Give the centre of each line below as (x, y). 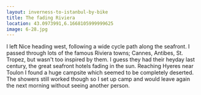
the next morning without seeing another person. (68, 86)
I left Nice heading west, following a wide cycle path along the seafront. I (98, 47)
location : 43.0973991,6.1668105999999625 (60, 23)
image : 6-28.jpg (27, 29)
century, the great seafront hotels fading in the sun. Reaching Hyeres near (100, 66)
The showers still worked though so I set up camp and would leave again (98, 79)
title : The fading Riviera (41, 18)
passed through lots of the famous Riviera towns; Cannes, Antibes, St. (95, 53)
